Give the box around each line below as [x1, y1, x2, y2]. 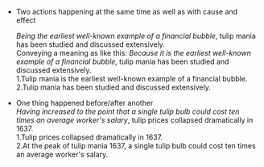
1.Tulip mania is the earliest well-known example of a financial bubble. [15, 74, 248, 83]
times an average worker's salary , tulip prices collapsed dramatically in [15, 115, 254, 124]
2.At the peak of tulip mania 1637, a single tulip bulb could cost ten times [15, 141, 256, 150]
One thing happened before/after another [15, 98, 154, 107]
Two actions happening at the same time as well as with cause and [15, 7, 238, 16]
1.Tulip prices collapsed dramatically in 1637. [15, 132, 163, 142]
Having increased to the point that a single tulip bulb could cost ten [15, 106, 240, 116]
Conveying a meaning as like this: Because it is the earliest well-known [15, 48, 252, 57]
